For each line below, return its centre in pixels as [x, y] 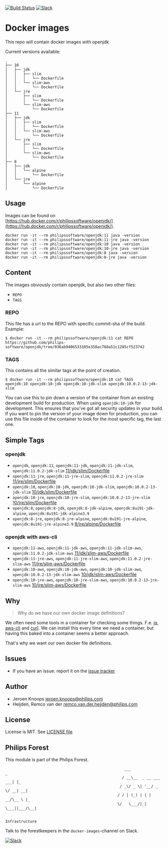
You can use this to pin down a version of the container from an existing [79, 398]
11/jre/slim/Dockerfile [34, 481]
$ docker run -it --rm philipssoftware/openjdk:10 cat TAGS [69, 380]
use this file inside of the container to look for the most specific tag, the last [83, 419]
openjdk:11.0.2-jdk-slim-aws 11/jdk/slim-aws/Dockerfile [71, 553]
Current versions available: [33, 51]
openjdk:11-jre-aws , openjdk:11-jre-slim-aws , [60, 559]
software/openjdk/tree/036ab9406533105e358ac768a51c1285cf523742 [75, 347]
